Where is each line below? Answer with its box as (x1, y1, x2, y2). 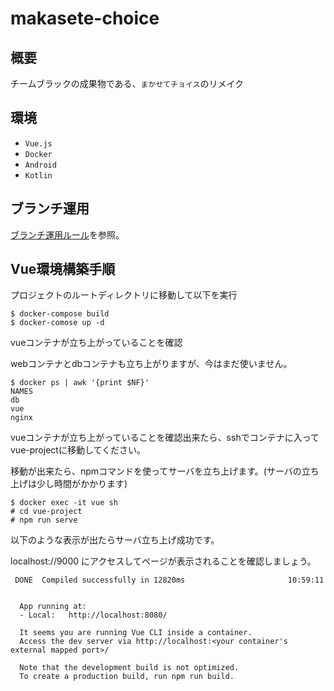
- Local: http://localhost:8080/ (19, 610, 168, 621)
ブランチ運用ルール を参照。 (10, 228, 125, 241)
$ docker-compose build (10, 309, 110, 319)
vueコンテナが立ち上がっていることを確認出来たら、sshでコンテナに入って (10, 432, 320, 444)
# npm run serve (10, 515, 78, 526)
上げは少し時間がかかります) (10, 478, 128, 490)
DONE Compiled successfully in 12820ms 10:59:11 (14, 575, 325, 586)
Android (24, 160, 57, 170)
